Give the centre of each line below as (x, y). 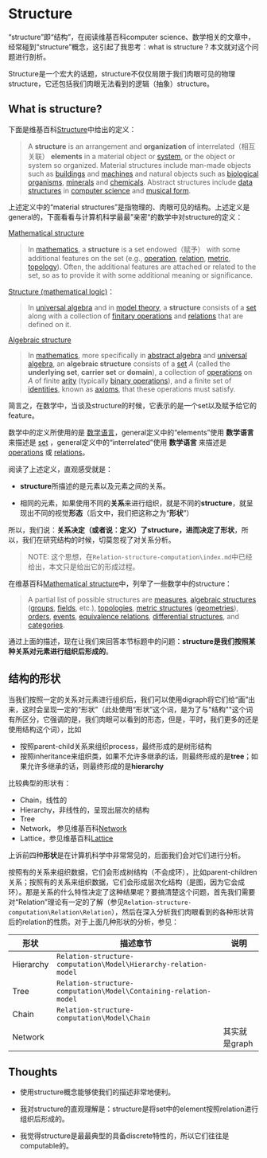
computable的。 (46, 1146)
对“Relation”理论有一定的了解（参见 (66, 902)
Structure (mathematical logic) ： (62, 291)
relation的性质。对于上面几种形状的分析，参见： (101, 922)
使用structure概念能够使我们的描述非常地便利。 (97, 1092)
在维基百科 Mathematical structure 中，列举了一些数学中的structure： (120, 583)
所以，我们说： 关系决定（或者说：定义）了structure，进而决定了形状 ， (125, 529)
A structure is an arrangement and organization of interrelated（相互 (141, 146)
